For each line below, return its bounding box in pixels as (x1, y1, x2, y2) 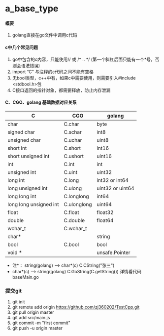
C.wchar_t (64, 225, 87, 232)
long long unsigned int (7, 201, 59, 208)
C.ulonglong (64, 201, 92, 208)
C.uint (64, 168, 78, 175)
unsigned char (7, 136, 41, 143)
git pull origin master (12, 309, 54, 315)
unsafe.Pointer (97, 249, 131, 256)
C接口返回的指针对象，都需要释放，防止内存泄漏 (12, 87, 111, 93)
